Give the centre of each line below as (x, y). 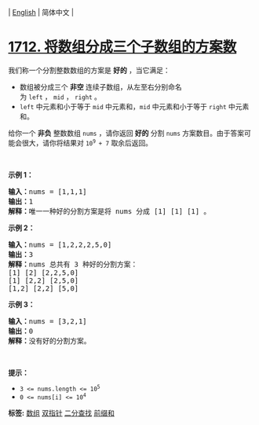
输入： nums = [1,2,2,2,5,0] (60, 244)
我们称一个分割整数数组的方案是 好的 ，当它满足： (89, 70)
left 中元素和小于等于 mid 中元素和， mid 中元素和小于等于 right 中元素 (134, 106)
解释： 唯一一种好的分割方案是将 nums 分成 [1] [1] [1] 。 (109, 211)
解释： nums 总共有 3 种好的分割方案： (73, 264)
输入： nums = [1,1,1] (48, 191)
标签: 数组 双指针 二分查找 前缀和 (62, 412)
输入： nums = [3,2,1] (48, 321)
